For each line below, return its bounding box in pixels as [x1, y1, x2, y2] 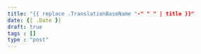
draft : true [7, 23, 42, 30]
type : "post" [7, 36, 50, 43]
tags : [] [7, 29, 37, 37]
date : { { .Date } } [7, 17, 62, 24]
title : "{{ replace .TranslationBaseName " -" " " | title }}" [7, 10, 195, 18]
